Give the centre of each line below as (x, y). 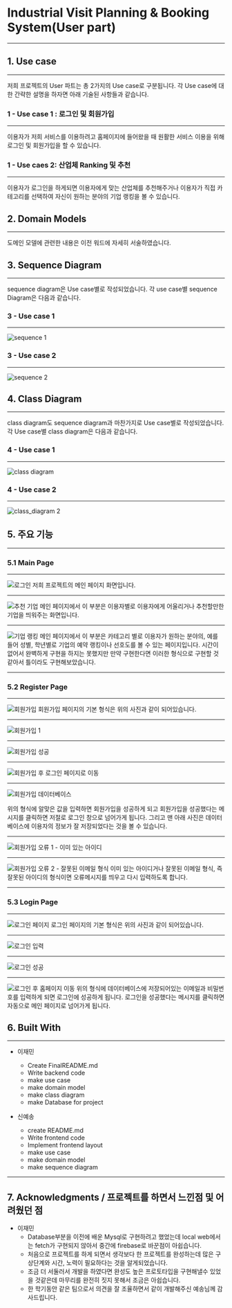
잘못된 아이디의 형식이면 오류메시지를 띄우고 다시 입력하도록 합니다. (97, 877)
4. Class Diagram (45, 398)
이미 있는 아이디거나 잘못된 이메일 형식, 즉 (166, 869)
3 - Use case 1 (31, 316)
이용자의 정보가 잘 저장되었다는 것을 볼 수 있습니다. (99, 826)
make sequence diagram (62, 1167)
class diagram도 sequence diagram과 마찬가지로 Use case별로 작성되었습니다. (116, 423)
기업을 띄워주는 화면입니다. (43, 615)
